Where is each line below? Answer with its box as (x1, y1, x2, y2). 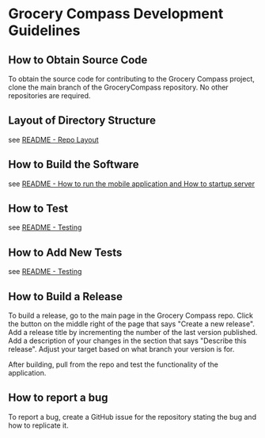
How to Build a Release (8, 290, 123, 303)
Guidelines (8, 21, 81, 40)
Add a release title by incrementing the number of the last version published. (8, 328, 258, 337)
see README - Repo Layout (8, 135, 99, 144)
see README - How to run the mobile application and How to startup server (8, 179, 256, 189)
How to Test (8, 202, 69, 215)
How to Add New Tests (8, 246, 123, 259)
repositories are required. (8, 91, 91, 100)
